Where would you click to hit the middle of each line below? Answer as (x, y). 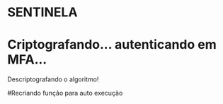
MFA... (27, 60)
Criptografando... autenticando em (112, 45)
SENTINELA (42, 12)
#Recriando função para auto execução (65, 93)
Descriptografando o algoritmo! (53, 79)
